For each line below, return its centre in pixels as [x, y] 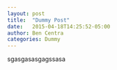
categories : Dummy [34, 40]
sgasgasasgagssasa [37, 59]
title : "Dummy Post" [39, 20]
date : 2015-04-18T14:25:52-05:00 [59, 26]
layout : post [26, 14]
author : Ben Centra [36, 33]
